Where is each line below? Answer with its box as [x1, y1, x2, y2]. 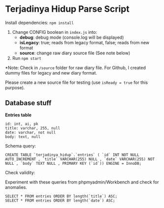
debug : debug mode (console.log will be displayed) [19, 34, 124, 40]
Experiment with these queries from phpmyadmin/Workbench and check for [5, 179, 159, 185]
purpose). [5, 84, 25, 90]
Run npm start [12, 55, 42, 61]
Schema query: [5, 143, 36, 149]
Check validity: [5, 169, 35, 175]
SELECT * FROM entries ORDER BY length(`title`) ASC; [5, 194, 118, 199]
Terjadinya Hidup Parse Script [5, 3, 130, 15]
